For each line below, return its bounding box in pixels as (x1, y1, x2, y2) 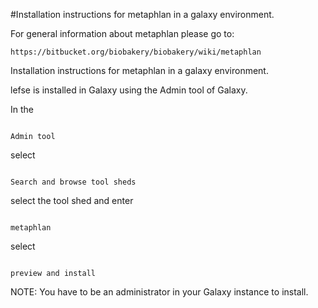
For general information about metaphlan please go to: (10, 28, 235, 39)
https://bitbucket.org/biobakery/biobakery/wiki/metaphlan (10, 47, 262, 57)
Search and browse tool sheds (10, 177, 137, 187)
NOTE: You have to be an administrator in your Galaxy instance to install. (10, 286, 309, 298)
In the (10, 104, 34, 115)
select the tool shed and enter (10, 195, 134, 206)
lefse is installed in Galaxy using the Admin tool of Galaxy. (10, 84, 248, 96)
